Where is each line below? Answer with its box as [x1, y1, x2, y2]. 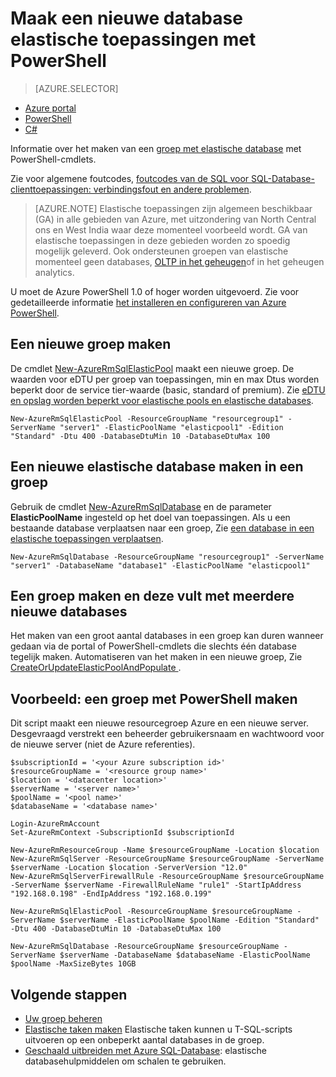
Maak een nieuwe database [10, 7, 243, 30]
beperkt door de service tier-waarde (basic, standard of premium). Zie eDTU [10, 383, 326, 396]
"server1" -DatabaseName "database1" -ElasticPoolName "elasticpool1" [10, 560, 311, 571]
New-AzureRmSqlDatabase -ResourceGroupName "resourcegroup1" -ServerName [10, 552, 325, 562]
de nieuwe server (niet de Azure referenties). [10, 738, 196, 751]
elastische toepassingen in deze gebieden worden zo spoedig [34, 234, 291, 246]
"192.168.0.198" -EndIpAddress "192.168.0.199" [10, 889, 213, 899]
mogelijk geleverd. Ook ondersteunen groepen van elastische [34, 245, 289, 257]
